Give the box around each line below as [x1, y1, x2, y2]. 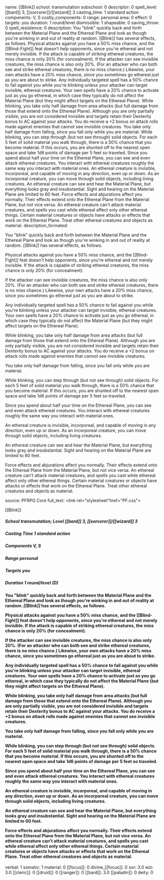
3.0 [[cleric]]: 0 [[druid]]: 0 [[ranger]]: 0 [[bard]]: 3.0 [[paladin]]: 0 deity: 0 [5, 870, 153, 876]
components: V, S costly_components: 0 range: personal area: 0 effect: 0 [5, 15, 152, 20]
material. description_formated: [5, 223, 69, 228]
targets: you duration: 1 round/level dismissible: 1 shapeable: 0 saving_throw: [5, 20, 160, 25]
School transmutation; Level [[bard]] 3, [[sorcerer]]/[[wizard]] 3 [5, 518, 138, 524]
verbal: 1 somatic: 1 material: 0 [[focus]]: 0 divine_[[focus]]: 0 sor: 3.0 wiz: [5, 864, 154, 870]
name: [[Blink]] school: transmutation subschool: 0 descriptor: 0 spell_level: [5, 4, 158, 10]
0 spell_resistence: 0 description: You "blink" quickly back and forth [5, 25, 142, 31]
